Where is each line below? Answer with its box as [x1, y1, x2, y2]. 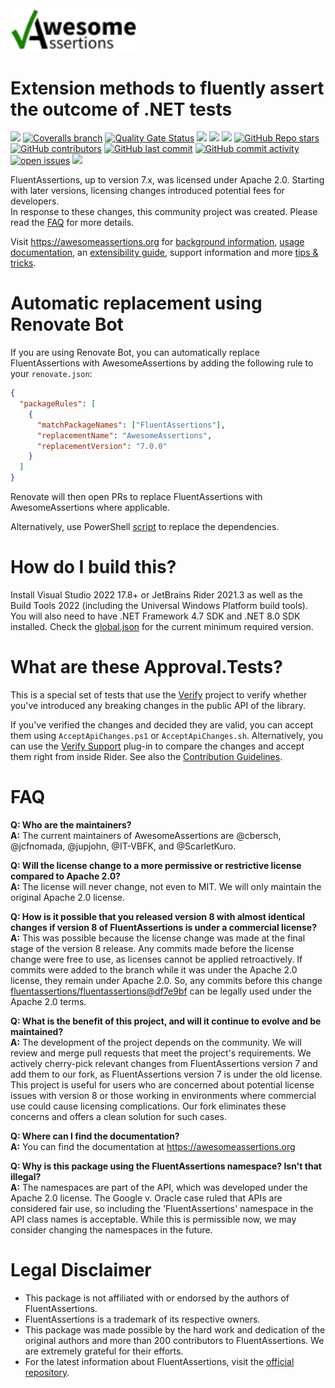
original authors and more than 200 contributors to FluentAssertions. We [24, 1334, 325, 1346]
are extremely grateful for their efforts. [24, 1345, 184, 1357]
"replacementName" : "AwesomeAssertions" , [36, 430, 213, 441]
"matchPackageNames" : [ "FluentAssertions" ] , [36, 420, 226, 430]
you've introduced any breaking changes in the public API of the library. [10, 699, 306, 711]
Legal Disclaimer [10, 1259, 152, 1282]
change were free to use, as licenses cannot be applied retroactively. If [10, 953, 303, 965]
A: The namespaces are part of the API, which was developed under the [10, 1181, 308, 1193]
